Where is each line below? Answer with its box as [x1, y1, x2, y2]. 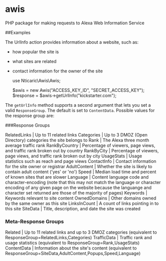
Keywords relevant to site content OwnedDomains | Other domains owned [5, 195, 157, 201]
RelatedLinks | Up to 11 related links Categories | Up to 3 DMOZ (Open [5, 131, 148, 137]
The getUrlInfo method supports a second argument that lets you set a [5, 102, 151, 108]
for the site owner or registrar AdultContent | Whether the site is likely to [5, 163, 153, 169]
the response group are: [5, 113, 55, 119]
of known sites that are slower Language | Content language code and [5, 174, 149, 180]
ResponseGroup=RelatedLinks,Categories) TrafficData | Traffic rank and [5, 235, 152, 241]
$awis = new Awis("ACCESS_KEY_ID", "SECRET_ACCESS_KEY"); [12, 87, 145, 93]
